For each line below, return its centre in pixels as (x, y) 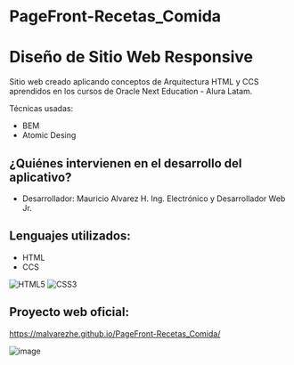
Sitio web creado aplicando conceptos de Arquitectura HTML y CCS (134, 82)
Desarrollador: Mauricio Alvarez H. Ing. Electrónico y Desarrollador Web (154, 199)
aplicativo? (41, 177)
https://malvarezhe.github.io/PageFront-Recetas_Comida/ (115, 333)
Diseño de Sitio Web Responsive (131, 57)
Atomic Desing (49, 135)
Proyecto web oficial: (69, 312)
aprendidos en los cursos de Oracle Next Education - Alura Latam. (131, 92)
